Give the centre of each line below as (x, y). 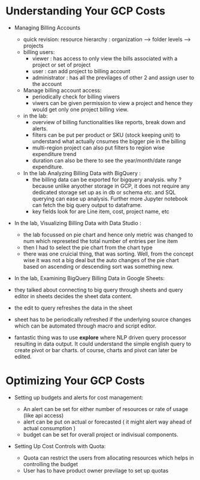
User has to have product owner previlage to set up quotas (96, 470)
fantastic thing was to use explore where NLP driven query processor (100, 337)
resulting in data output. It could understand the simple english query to (103, 344)
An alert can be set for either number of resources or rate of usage (106, 409)
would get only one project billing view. (80, 109)
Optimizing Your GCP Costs (75, 381)
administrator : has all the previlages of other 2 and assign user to (113, 77)
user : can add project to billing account (81, 71)
